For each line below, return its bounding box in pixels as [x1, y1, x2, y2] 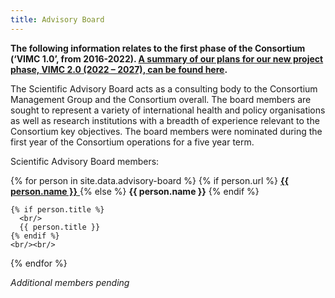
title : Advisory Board [10, 14, 105, 25]
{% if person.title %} [10, 204, 105, 215]
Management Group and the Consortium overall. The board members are [10, 93, 312, 105]
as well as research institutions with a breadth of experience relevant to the [10, 114, 320, 126]
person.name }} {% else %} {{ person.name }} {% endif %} [10, 185, 260, 197]
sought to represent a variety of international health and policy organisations [10, 104, 326, 116]
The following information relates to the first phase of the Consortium [10, 42, 306, 54]
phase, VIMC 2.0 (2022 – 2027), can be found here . [10, 63, 228, 75]
